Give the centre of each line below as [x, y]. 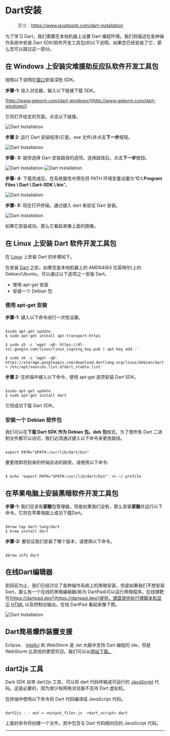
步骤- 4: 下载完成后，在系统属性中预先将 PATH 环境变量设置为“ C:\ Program [84, 178]
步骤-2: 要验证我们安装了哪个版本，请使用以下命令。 [60, 541]
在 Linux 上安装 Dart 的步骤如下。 [40, 256]
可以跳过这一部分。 [34, 49]
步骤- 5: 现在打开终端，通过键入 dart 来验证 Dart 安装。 [63, 205]
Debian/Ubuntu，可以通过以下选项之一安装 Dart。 [57, 274]
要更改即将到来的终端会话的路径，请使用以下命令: [57, 462]
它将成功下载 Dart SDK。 [31, 405]
